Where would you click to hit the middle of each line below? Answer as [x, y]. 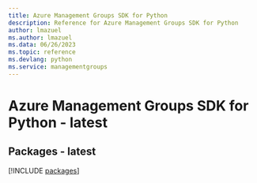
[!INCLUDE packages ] [44, 170]
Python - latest [58, 122]
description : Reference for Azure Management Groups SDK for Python [123, 23]
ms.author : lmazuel [40, 37]
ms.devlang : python [40, 60]
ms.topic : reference [42, 52]
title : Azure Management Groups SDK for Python [88, 15]
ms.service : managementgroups [58, 67]
